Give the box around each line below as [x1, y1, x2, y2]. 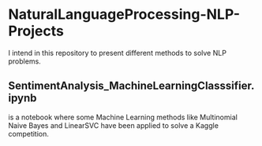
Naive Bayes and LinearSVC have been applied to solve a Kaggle [8, 120, 219, 130]
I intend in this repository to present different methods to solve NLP [8, 48, 227, 57]
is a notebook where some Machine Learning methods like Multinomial [8, 112, 238, 122]
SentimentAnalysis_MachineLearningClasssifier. [8, 79, 255, 93]
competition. [8, 129, 50, 138]
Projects [8, 22, 65, 40]
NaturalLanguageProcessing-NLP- [8, 5, 241, 24]
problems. [8, 57, 41, 66]
